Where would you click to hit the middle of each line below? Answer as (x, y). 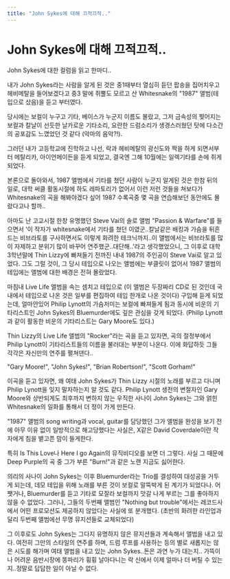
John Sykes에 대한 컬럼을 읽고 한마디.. (59, 70)
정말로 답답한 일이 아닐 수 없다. (57, 568)
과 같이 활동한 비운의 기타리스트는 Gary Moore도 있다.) (81, 321)
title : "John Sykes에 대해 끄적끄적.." (59, 13)
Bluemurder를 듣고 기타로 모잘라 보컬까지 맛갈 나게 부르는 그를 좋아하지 (123, 493)
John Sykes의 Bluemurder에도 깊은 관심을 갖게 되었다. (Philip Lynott (130, 312)
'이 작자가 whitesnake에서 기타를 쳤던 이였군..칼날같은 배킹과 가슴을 (116, 229)
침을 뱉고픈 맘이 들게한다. (59, 438)
